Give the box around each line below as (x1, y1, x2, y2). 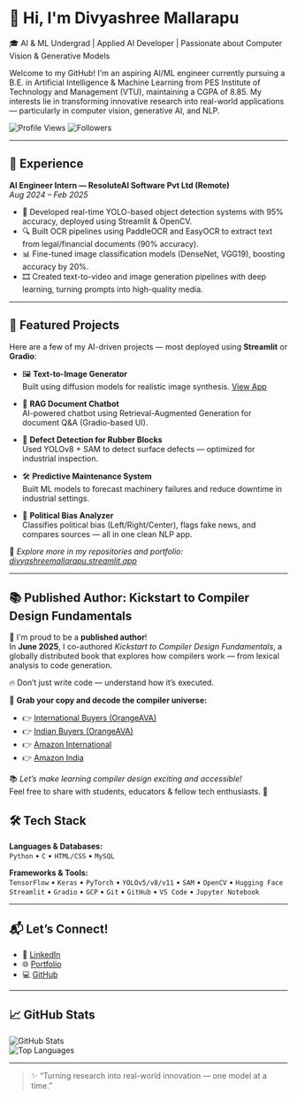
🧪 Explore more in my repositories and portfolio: (9, 546, 184, 557)
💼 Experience (9, 157, 84, 172)
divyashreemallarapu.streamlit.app (9, 555, 137, 565)
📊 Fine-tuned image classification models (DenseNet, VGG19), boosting (21, 248, 286, 259)
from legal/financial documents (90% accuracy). (21, 238, 199, 249)
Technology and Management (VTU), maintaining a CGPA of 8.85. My (9, 86, 263, 96)
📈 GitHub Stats (9, 1008, 95, 1023)
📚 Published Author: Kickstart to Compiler (9, 590, 250, 605)
